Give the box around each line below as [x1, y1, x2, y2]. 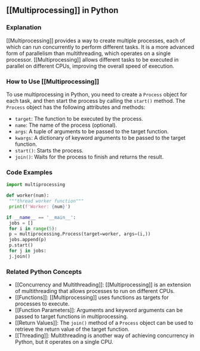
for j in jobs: [8, 248, 47, 254]
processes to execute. [14, 300, 70, 307]
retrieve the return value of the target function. [14, 326, 130, 333]
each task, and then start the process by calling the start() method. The [6, 97, 186, 104]
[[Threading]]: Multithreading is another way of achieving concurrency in [14, 332, 195, 339]
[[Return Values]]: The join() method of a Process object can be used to [14, 319, 193, 326]
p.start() [8, 242, 33, 248]
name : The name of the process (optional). [14, 121, 118, 129]
